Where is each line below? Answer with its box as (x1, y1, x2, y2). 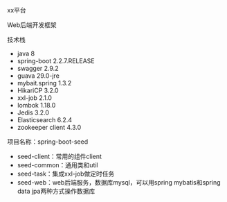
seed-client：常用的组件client (17, 152, 102, 160)
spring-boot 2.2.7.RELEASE (17, 57, 95, 65)
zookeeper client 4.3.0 (17, 124, 82, 131)
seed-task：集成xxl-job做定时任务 (17, 169, 115, 178)
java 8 (17, 49, 35, 58)
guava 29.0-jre (17, 71, 60, 80)
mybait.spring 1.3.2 (17, 79, 72, 87)
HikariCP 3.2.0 (17, 86, 59, 94)
